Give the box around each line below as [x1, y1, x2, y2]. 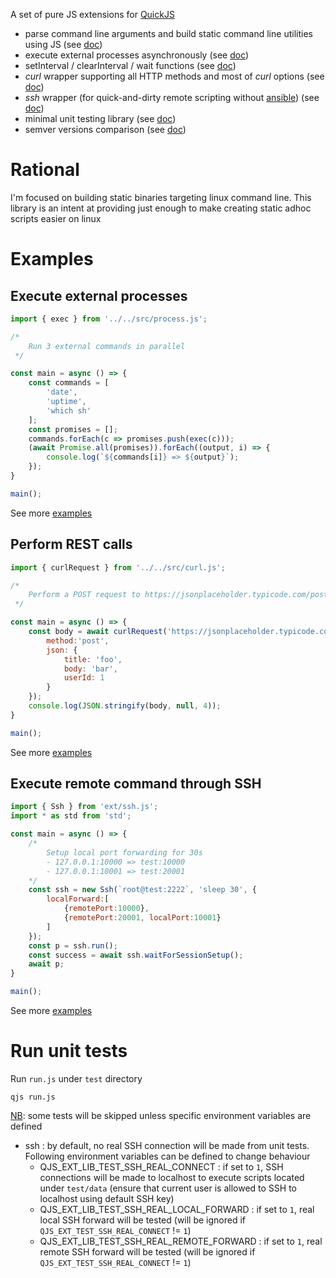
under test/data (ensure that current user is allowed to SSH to [39, 1182, 297, 1194]
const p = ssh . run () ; [28, 940, 118, 951]
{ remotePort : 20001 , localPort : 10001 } [63, 913, 222, 923]
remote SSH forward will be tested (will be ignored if [39, 1246, 256, 1258]
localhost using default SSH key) [39, 1193, 175, 1204]
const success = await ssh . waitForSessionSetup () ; [28, 950, 244, 960]
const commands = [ [28, 378, 110, 388]
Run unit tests [10, 1040, 128, 1063]
